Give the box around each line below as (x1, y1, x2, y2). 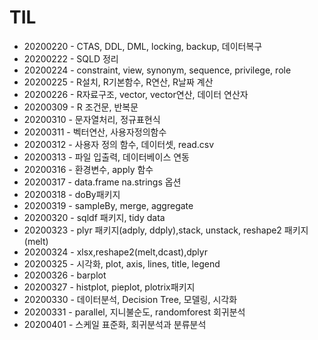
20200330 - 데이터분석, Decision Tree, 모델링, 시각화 (23, 293, 238, 305)
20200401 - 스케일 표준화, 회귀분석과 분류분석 (23, 318, 207, 330)
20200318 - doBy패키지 (23, 188, 121, 200)
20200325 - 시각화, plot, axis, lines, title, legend (23, 257, 221, 270)
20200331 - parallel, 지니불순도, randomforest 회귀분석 (23, 306, 246, 318)
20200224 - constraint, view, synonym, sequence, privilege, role (23, 64, 292, 76)
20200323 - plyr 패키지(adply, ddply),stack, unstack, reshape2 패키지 (23, 224, 309, 236)
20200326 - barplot (23, 269, 107, 281)
